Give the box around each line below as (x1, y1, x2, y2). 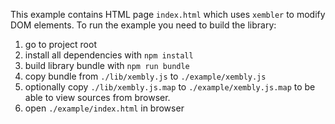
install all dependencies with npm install (24, 49, 194, 61)
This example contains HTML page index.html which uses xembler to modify (10, 9, 326, 20)
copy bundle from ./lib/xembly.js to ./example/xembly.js (24, 70, 267, 82)
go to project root (24, 39, 97, 50)
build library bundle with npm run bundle (24, 60, 190, 71)
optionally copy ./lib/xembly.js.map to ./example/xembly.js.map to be (24, 81, 316, 93)
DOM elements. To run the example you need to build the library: (10, 19, 277, 31)
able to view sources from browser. (24, 92, 171, 103)
